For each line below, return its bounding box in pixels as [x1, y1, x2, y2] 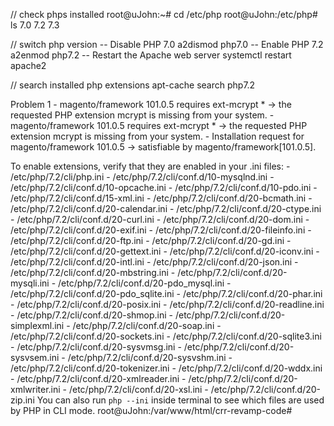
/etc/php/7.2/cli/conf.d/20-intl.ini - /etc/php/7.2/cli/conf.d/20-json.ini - [10, 256, 299, 268]
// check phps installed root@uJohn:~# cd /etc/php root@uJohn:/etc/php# [10, 9, 318, 20]
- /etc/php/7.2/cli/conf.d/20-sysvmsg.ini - [10, 341, 182, 353]
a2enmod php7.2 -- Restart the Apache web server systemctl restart [10, 49, 292, 61]
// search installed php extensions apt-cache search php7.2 [10, 79, 256, 91]
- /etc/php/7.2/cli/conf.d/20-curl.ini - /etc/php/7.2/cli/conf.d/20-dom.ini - [10, 214, 310, 225]
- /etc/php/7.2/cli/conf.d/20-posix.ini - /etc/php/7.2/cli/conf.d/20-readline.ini [10, 299, 325, 310]
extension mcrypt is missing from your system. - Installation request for [10, 130, 305, 142]
